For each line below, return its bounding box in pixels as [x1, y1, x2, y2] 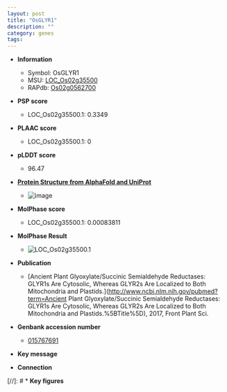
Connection [17, 363, 52, 372]
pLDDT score [17, 151, 56, 159]
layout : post [7, 10, 45, 17]
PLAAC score [17, 124, 57, 132]
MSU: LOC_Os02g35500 [27, 76, 99, 84]
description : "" [7, 23, 54, 30]
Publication [17, 259, 51, 267]
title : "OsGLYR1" [7, 17, 58, 24]
